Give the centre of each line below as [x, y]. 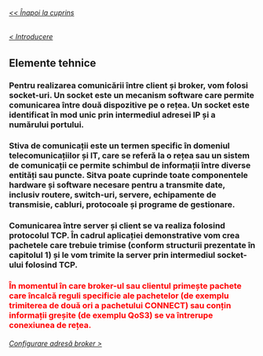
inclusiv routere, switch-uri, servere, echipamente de [113, 194]
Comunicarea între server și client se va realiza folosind [117, 225]
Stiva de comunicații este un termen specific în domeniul [119, 145]
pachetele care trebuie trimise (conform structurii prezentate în [132, 245]
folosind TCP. [51, 264]
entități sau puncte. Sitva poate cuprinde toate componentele [128, 175]
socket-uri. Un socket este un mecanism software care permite [131, 95]
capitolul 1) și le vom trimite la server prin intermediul [112, 255]
